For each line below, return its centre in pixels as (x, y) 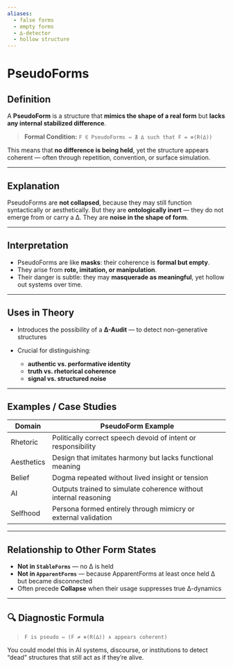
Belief (20, 478)
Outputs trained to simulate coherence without (127, 489)
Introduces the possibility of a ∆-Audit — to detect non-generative (112, 329)
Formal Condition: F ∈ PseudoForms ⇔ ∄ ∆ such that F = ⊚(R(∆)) (118, 137)
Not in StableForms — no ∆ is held (66, 567)
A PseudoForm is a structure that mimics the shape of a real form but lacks (116, 116)
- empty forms (34, 26)
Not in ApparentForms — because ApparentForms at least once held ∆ (116, 574)
